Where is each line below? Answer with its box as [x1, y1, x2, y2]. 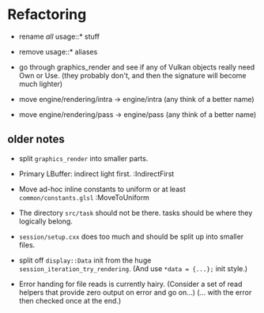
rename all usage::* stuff [18, 32, 100, 41]
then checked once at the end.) [18, 296, 122, 305]
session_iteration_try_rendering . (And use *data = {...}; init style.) [18, 263, 248, 273]
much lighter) [18, 79, 63, 89]
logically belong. [18, 216, 73, 226]
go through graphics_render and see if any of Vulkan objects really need [18, 62, 255, 72]
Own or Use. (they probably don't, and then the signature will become [18, 70, 247, 80]
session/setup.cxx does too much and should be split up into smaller [18, 232, 244, 241]
